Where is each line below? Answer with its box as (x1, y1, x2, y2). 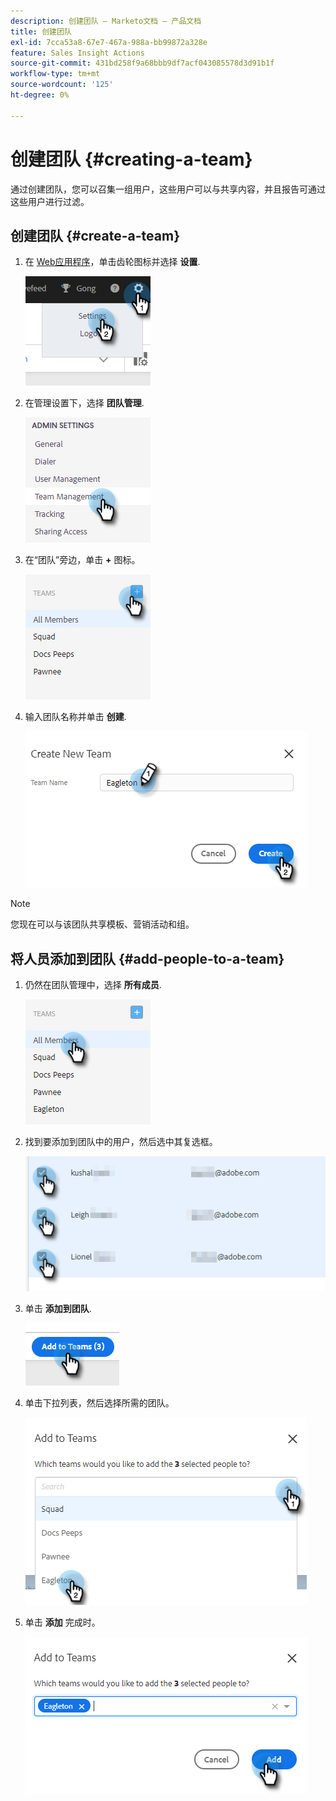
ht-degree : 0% (10, 90, 70, 100)
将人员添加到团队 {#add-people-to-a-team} (10, 950, 285, 967)
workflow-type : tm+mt (10, 69, 101, 79)
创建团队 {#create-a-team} (10, 227, 180, 244)
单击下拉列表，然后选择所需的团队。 (24, 1397, 175, 1409)
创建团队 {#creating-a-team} (10, 148, 253, 170)
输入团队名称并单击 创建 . (24, 711, 127, 723)
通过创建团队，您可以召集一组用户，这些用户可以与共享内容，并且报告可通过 (10, 183, 326, 195)
